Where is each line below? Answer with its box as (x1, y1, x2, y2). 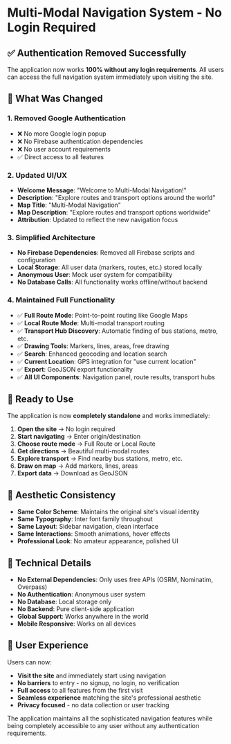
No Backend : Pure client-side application (17, 605, 135, 613)
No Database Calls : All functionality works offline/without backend (17, 278, 207, 287)
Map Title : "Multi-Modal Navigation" (17, 201, 121, 209)
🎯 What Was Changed (7, 93, 103, 105)
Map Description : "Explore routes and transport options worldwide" (17, 208, 211, 216)
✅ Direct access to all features (17, 152, 104, 161)
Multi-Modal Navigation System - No (7, 5, 223, 21)
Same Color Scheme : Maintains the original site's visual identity (17, 507, 200, 516)
